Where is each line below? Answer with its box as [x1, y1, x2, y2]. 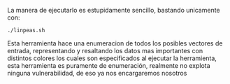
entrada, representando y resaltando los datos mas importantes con [7, 47, 203, 55]
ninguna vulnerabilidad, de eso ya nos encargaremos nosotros [7, 69, 187, 77]
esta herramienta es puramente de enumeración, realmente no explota [7, 62, 211, 69]
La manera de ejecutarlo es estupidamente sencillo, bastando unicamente [7, 6, 220, 14]
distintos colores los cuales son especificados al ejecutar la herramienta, [7, 54, 217, 62]
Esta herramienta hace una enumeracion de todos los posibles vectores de [7, 39, 223, 48]
